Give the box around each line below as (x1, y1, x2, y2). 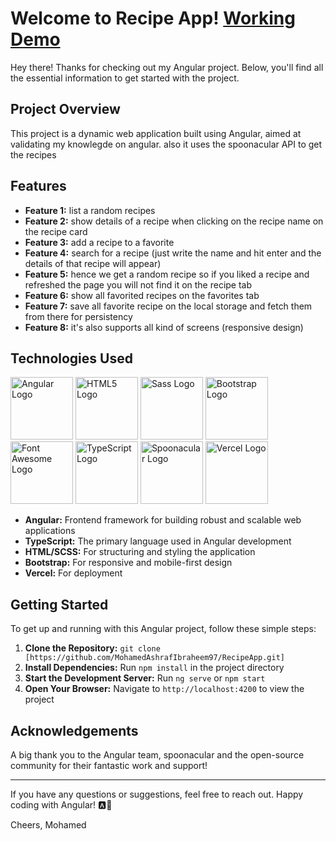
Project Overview (10, 101, 121, 118)
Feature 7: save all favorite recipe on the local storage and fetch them (24, 300, 313, 312)
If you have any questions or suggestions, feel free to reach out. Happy (10, 788, 304, 800)
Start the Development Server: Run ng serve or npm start (24, 672, 266, 684)
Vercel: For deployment (24, 567, 123, 579)
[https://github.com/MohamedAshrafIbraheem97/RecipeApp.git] (24, 653, 286, 663)
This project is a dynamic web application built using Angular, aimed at (10, 127, 302, 139)
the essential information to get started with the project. (10, 72, 240, 84)
